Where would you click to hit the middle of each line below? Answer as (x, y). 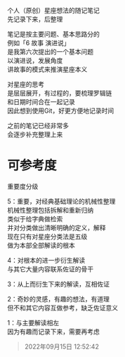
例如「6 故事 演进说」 (39, 43)
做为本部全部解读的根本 (41, 245)
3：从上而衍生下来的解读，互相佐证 (59, 284)
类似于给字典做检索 (35, 219)
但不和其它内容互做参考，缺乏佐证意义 (63, 308)
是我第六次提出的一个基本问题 (50, 52)
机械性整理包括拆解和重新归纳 (50, 210)
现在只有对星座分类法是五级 (47, 236)
